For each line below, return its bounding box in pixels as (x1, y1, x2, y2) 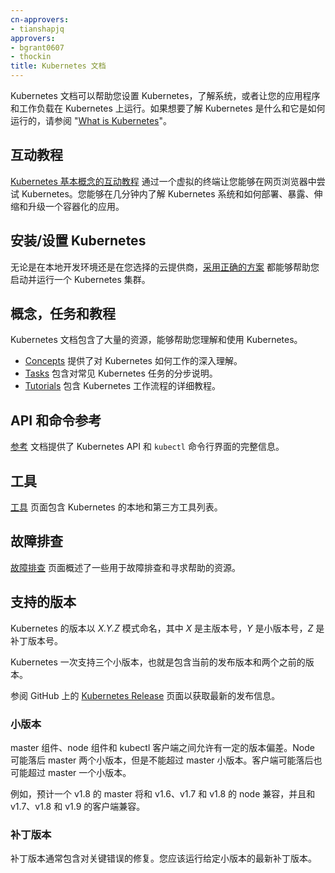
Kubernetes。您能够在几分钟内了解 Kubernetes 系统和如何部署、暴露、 (21, 187, 315, 200)
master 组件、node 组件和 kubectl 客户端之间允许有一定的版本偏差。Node (10, 741, 315, 753)
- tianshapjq (10, 24, 65, 34)
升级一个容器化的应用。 (27, 200, 125, 212)
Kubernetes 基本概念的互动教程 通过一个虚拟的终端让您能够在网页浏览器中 (10, 175, 317, 187)
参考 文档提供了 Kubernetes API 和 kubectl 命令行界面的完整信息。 (10, 441, 285, 453)
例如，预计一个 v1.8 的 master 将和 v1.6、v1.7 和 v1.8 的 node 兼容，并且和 (10, 787, 316, 800)
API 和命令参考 (10, 412, 102, 429)
